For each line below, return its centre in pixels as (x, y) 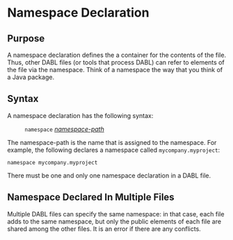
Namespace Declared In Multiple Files (91, 197)
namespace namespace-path (64, 129)
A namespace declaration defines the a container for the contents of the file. (117, 55)
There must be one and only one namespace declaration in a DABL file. (109, 175)
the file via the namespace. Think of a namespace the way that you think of (115, 70)
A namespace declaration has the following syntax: (80, 115)
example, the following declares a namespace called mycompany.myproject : (114, 150)
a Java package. (31, 77)
